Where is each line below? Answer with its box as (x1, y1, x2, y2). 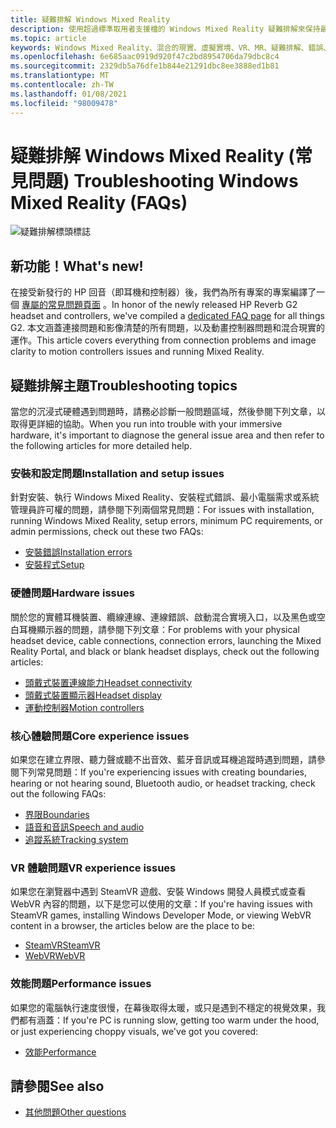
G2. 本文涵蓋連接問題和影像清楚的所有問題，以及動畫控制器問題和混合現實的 (10, 322, 325, 334)
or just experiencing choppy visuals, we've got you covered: (10, 1025, 259, 1037)
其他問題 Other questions (24, 1106, 127, 1118)
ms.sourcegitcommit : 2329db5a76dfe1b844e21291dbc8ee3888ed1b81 (10, 61, 280, 71)
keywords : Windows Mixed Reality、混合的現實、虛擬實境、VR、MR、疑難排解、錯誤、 (10, 42, 332, 53)
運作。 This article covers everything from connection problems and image (10, 334, 317, 346)
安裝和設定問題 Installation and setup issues (10, 466, 225, 480)
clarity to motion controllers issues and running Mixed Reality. (10, 346, 265, 358)
